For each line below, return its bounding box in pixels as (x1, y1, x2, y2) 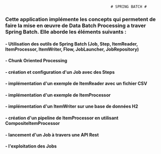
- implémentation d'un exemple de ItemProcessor (5, 92, 111, 98)
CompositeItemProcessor (5, 120, 60, 126)
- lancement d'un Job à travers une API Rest (5, 131, 99, 137)
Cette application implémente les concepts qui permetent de (5, 16, 156, 23)
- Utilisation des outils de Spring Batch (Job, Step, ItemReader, (5, 41, 138, 47)
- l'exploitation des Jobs (5, 143, 57, 149)
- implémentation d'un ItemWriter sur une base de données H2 (5, 103, 138, 109)
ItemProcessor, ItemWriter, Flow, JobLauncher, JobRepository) (5, 46, 139, 52)
